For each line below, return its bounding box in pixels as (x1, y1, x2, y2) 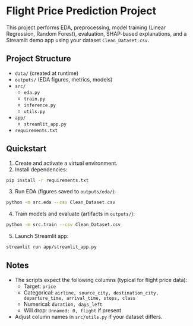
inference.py (23, 102, 56, 108)
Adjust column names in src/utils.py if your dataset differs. (14, 313, 163, 320)
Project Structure (6, 54, 71, 64)
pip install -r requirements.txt (6, 177, 89, 183)
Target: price (23, 283, 56, 290)
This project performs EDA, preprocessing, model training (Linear (6, 24, 166, 31)
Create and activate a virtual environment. (14, 159, 118, 167)
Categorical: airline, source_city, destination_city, (23, 289, 159, 296)
